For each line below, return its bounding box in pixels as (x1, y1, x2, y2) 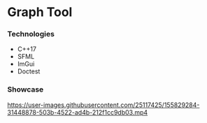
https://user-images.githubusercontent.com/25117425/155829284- (7, 101, 200, 109)
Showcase (7, 85, 44, 94)
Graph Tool (7, 4, 73, 20)
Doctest (17, 67, 41, 75)
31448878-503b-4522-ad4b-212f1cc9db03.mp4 (7, 108, 148, 116)
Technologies (7, 29, 55, 39)
